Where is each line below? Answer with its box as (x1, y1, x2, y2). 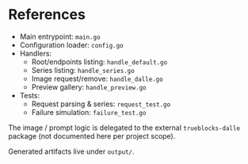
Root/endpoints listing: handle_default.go (31, 57, 168, 67)
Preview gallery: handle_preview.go (31, 82, 147, 92)
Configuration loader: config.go (19, 40, 124, 49)
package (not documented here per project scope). (8, 131, 176, 140)
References (8, 6, 86, 24)
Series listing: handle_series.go (31, 65, 135, 74)
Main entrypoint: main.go (19, 32, 101, 41)
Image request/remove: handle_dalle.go (31, 74, 164, 83)
